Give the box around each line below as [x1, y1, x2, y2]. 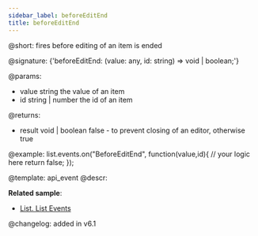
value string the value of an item [19, 86, 125, 96]
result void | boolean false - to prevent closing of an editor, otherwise [19, 125, 245, 135]
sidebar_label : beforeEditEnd [8, 11, 108, 20]
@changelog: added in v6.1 [8, 219, 97, 228]
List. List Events [19, 203, 71, 213]
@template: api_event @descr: [8, 173, 108, 182]
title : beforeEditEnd [8, 19, 80, 27]
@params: [8, 71, 42, 81]
